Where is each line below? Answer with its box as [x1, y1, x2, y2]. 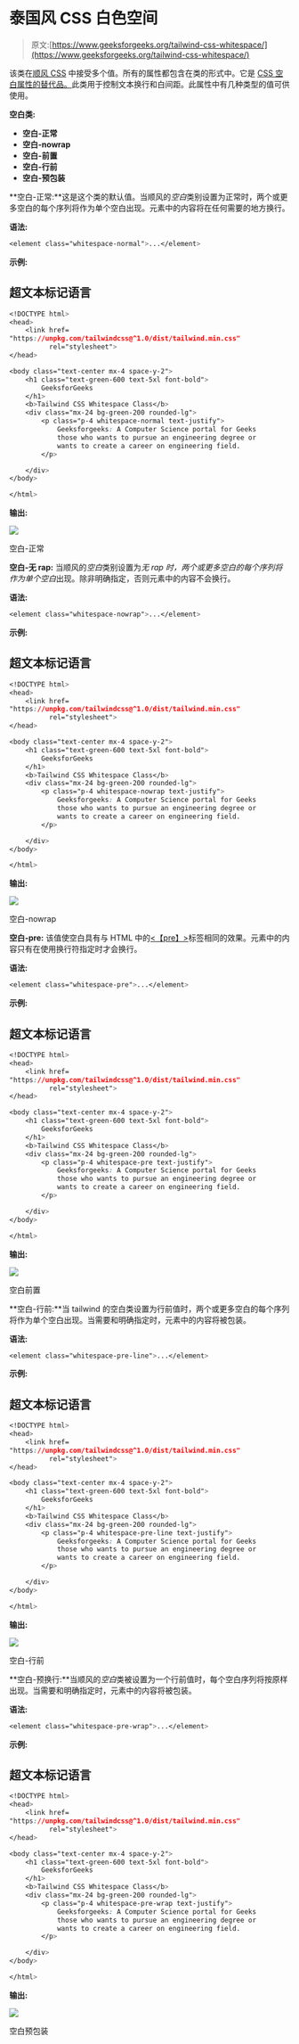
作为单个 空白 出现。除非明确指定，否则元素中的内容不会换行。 [9, 573, 236, 584]
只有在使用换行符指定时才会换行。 [16, 944, 142, 955]
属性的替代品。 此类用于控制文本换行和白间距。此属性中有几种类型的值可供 [16, 78, 290, 89]
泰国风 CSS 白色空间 [9, 8, 158, 29]
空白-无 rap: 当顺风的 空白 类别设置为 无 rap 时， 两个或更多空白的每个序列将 [9, 562, 283, 573]
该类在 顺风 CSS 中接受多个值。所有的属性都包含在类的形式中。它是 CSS [9, 68, 274, 78]
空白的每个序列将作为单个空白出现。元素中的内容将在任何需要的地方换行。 [16, 202, 290, 213]
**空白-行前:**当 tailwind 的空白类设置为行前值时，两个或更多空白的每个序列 [9, 1303, 290, 1314]
